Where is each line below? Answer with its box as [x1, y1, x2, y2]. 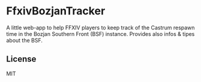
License [6, 54, 37, 64]
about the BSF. [6, 37, 43, 44]
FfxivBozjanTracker [6, 4, 106, 18]
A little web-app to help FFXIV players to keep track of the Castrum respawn [6, 24, 195, 31]
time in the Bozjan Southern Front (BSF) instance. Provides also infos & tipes [6, 30, 195, 37]
